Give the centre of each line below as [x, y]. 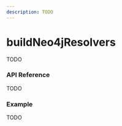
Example [20, 104]
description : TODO [30, 12]
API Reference [28, 75]
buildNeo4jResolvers [61, 42]
